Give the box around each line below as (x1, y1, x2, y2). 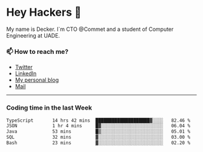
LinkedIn (14, 70, 37, 78)
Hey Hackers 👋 (6, 5, 82, 19)
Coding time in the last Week (6, 104, 92, 112)
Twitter (14, 64, 33, 71)
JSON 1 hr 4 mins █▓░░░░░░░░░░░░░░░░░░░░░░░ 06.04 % (6, 123, 190, 129)
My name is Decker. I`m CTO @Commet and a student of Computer (6, 25, 174, 33)
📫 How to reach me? (6, 47, 69, 56)
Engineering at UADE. (6, 31, 60, 39)
